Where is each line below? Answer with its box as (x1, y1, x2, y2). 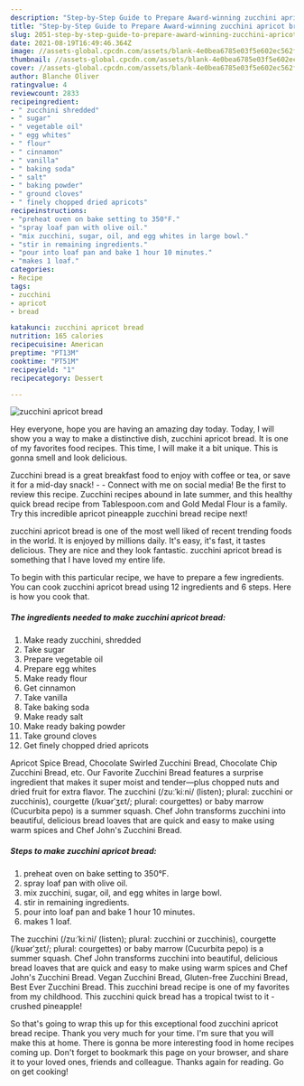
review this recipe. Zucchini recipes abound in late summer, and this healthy (10, 489, 293, 500)
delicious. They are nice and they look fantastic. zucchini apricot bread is (10, 545, 282, 556)
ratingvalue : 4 (10, 80, 68, 89)
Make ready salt (23, 711, 84, 722)
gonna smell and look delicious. (10, 452, 128, 463)
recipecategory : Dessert (10, 374, 104, 383)
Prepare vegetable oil (23, 654, 103, 664)
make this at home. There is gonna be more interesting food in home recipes (10, 1037, 294, 1048)
